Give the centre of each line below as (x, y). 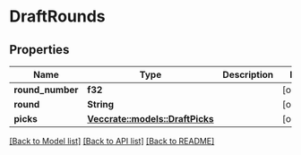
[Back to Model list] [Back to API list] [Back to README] (112, 141)
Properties (39, 50)
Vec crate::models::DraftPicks (150, 119)
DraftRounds (57, 17)
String (101, 104)
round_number (46, 90)
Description (248, 75)
